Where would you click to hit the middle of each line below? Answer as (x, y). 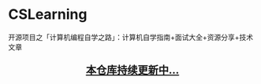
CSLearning (48, 15)
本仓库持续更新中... (132, 69)
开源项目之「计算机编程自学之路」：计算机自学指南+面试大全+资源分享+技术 (131, 37)
